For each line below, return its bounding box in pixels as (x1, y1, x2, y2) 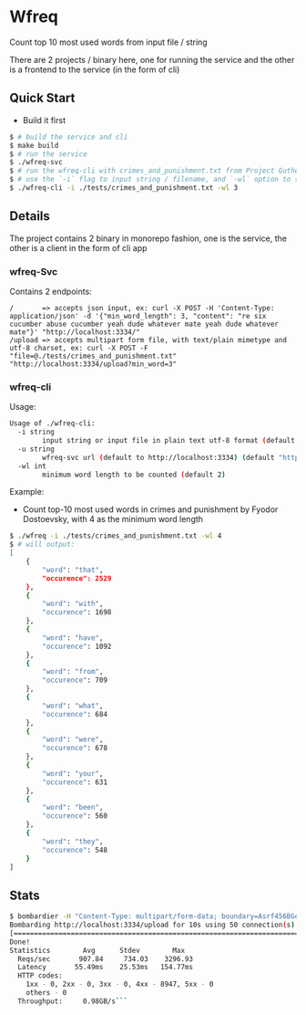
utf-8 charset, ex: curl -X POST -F (9, 343, 148, 352)
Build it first (22, 114, 66, 125)
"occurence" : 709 (42, 675, 107, 685)
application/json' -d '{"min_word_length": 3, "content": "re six (9, 311, 267, 320)
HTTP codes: (17, 971, 64, 980)
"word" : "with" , (42, 600, 104, 609)
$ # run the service (9, 149, 88, 159)
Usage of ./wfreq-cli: (9, 419, 96, 428)
